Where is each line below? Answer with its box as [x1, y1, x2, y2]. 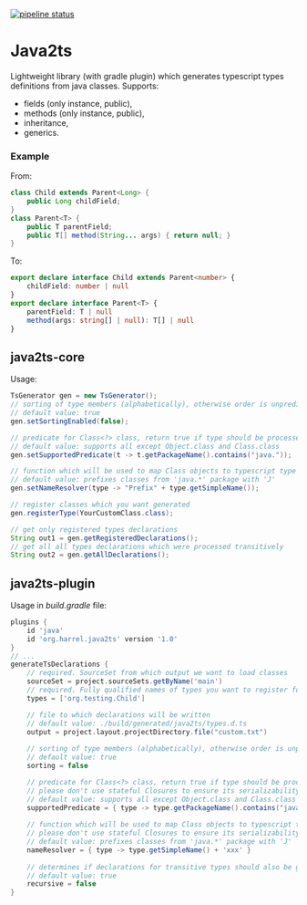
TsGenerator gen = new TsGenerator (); [10, 391, 158, 400]
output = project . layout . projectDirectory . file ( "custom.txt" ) [26, 727, 268, 736]
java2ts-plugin [10, 576, 96, 591]
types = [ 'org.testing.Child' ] [26, 693, 146, 702]
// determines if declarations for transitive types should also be [26, 862, 292, 871]
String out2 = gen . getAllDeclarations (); [10, 550, 170, 560]
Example [10, 150, 50, 162]
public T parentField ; [26, 222, 113, 232]
